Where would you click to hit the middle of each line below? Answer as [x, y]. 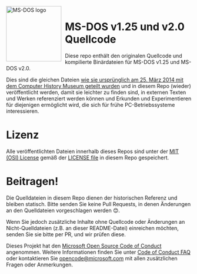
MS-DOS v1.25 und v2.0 [125, 27]
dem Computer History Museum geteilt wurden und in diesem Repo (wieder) [98, 86]
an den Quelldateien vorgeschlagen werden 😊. [63, 210]
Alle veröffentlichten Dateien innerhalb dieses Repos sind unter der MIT [93, 151]
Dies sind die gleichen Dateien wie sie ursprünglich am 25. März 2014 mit [95, 80]
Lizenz [23, 135]
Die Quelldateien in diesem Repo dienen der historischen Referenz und [92, 198]
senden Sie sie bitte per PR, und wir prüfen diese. [66, 234]
